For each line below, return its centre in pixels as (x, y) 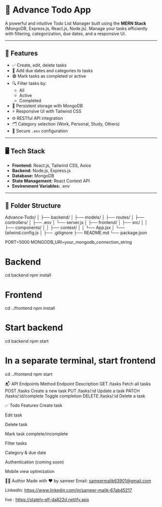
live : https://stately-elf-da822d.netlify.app (47, 500)
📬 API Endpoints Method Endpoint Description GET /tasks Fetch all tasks (78, 384)
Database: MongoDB (33, 175)
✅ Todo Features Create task (34, 405)
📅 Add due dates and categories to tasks (52, 70)
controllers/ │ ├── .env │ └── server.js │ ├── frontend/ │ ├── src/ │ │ (76, 222)
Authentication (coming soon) (34, 462)
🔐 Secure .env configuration (40, 131)
